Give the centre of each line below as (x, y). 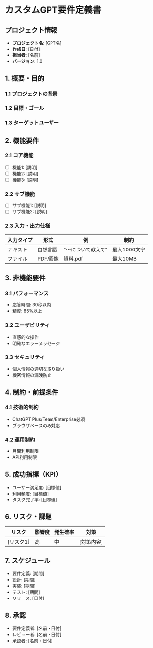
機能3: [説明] (25, 180)
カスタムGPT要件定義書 (53, 10)
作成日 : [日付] (26, 49)
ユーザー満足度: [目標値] (37, 487)
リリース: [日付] (28, 598)
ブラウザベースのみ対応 (36, 425)
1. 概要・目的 (25, 78)
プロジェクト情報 (31, 30)
